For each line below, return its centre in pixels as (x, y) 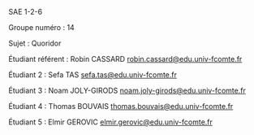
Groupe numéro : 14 (41, 27)
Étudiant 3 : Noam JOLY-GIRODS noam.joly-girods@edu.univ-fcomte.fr (127, 90)
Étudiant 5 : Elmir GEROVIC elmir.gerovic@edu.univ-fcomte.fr (111, 122)
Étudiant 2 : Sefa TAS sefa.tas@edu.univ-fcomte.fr (93, 75)
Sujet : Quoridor (35, 43)
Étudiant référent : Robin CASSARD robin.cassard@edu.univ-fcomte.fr (125, 59)
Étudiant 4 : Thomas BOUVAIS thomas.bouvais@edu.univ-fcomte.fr (121, 106)
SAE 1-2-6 (26, 12)
